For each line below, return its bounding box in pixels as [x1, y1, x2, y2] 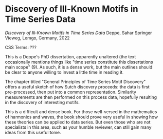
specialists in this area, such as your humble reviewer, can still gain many [5, 124, 152, 130]
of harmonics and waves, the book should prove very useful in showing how [5, 114, 158, 120]
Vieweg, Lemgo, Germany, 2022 [5, 35, 70, 41]
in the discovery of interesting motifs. [5, 99, 80, 105]
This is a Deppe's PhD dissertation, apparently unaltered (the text [5, 53, 136, 59]
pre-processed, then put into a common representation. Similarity [5, 89, 136, 95]
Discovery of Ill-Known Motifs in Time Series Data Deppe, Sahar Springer [5, 30, 152, 35]
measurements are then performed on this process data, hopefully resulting [5, 94, 157, 100]
